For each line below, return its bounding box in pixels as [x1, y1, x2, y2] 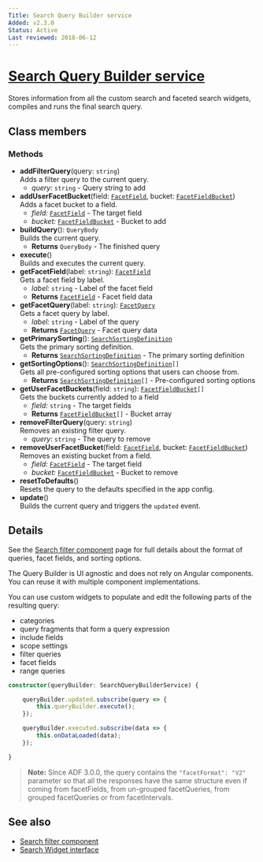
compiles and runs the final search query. [8, 102, 143, 111]
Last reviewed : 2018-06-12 [8, 33, 97, 42]
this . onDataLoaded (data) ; [36, 732, 122, 740]
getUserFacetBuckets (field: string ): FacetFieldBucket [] [19, 384, 205, 393]
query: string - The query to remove [31, 434, 151, 444]
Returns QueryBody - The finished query [31, 241, 161, 251]
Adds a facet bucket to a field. [19, 199, 118, 209]
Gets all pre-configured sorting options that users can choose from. [19, 367, 240, 377]
